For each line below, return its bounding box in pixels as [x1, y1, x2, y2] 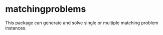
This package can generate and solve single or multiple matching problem [5, 20, 158, 26]
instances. [5, 25, 27, 31]
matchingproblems [5, 3, 86, 15]
